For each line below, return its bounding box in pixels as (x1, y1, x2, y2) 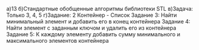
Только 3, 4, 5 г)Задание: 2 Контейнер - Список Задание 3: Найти (6, 11, 178, 19)
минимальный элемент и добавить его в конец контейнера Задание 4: (6, 18, 190, 25)
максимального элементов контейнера (6, 37, 110, 44)
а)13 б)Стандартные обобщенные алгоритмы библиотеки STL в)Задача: (6, 5, 194, 12)
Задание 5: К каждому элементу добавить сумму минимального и (6, 31, 181, 38)
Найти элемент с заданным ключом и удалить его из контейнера (6, 24, 176, 31)
